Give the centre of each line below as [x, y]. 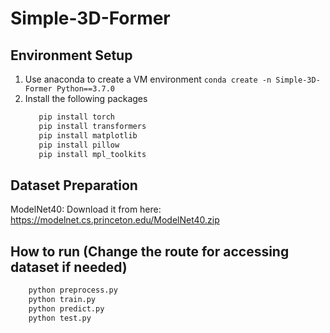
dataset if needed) [69, 267]
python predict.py [66, 308]
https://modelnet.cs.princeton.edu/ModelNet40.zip [115, 220]
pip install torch [76, 117]
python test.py [60, 318]
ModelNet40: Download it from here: [86, 209]
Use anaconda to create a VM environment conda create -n [148, 79]
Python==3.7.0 [85, 89]
